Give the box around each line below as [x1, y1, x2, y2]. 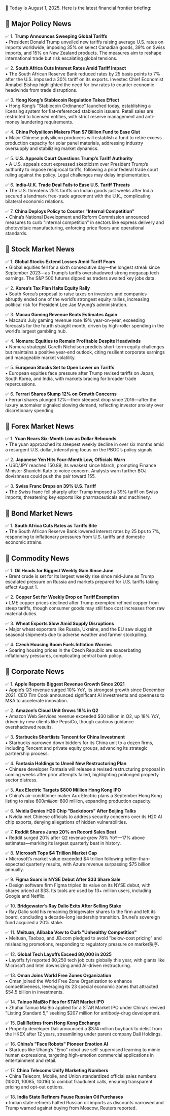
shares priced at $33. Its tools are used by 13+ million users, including [5, 887, 152, 894]
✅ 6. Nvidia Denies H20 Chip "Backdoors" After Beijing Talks [5, 807, 136, 814]
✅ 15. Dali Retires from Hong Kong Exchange [5, 1020, 100, 1026]
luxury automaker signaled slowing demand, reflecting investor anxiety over [5, 402, 164, 408]
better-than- [124, 855, 151, 861]
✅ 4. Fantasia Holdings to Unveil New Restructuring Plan [5, 760, 127, 766]
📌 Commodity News [5, 554, 70, 563]
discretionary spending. [5, 407, 55, 413]
